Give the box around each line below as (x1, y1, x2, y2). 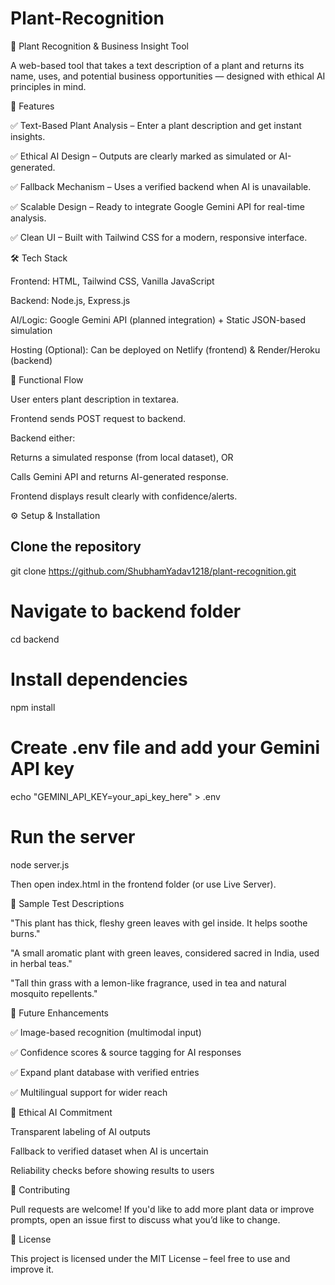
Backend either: (10, 432, 76, 444)
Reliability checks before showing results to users (10, 1164, 215, 1176)
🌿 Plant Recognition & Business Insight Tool (10, 40, 189, 52)
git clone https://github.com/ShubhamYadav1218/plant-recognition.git (10, 565, 297, 577)
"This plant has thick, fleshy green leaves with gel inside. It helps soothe (10, 917, 308, 929)
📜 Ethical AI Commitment (10, 1106, 113, 1118)
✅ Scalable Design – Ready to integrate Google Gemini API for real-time (10, 200, 305, 212)
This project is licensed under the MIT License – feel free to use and (10, 1252, 291, 1264)
